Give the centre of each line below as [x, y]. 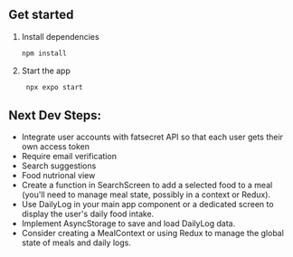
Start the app [46, 71]
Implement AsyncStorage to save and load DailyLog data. [128, 224]
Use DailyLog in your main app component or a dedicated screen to [147, 205]
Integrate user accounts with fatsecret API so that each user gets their [152, 137]
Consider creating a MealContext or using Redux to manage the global [152, 233]
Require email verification [69, 157]
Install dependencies [61, 36]
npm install [44, 53]
